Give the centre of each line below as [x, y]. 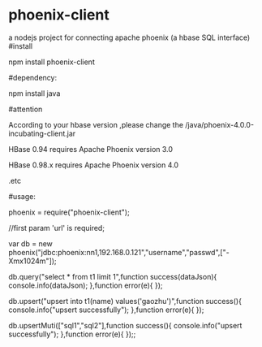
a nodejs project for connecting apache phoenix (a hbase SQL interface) [129, 37]
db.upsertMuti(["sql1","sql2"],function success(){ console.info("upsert [125, 325]
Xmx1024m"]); [32, 261]
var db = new [30, 243]
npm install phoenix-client [52, 62]
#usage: [22, 196]
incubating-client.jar [42, 133]
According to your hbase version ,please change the [96, 124]
